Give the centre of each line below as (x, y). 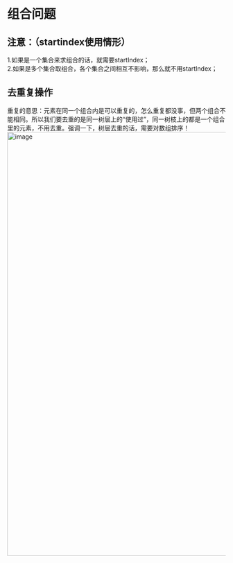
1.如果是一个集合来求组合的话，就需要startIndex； (78, 60)
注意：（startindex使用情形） (69, 42)
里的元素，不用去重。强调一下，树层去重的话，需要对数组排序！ (98, 128)
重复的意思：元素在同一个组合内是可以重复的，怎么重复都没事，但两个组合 (113, 110)
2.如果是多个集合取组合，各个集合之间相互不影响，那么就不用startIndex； (112, 69)
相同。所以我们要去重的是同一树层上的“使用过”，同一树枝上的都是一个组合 (119, 119)
